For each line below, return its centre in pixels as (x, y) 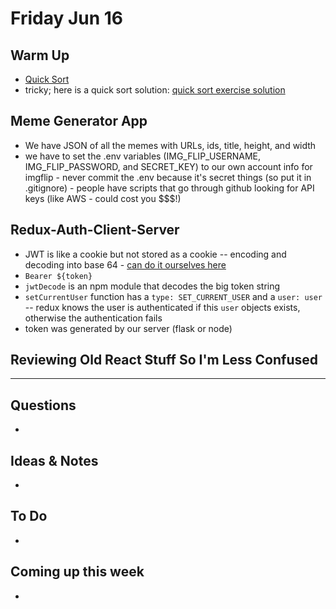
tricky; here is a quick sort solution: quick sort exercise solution (155, 90)
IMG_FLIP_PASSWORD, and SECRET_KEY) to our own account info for (168, 166)
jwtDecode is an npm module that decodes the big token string (152, 286)
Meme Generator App (79, 121)
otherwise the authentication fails (93, 318)
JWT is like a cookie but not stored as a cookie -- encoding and (155, 254)
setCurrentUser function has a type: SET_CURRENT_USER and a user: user (173, 296)
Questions (43, 405)
